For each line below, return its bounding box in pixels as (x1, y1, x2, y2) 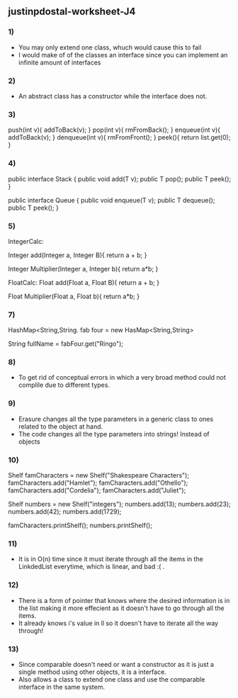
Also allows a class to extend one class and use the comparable (18, 675, 205, 683)
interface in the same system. (18, 682, 106, 691)
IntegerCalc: (8, 237, 45, 245)
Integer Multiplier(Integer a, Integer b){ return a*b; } (8, 264, 159, 273)
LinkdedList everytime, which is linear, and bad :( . (18, 563, 165, 571)
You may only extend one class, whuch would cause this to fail (18, 43, 202, 52)
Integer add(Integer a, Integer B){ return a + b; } (8, 251, 147, 259)
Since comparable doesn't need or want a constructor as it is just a (18, 660, 215, 668)
